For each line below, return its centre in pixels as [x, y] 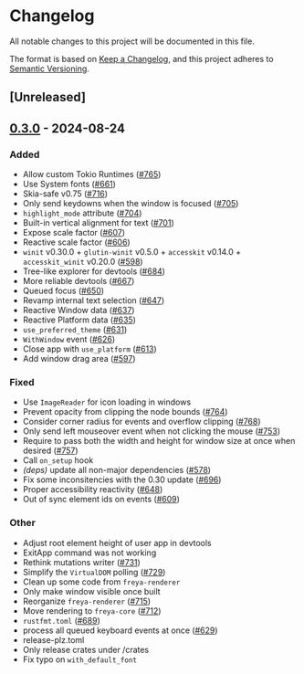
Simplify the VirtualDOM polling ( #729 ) [94, 572]
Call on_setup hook [58, 460]
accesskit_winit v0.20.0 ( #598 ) [83, 262]
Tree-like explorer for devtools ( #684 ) [94, 271]
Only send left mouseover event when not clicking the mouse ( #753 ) [152, 431]
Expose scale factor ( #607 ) [74, 233]
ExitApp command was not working [89, 553]
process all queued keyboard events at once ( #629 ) [120, 630]
